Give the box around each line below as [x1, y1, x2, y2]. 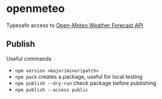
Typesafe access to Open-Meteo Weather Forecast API [6, 22, 143, 29]
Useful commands [6, 55, 52, 62]
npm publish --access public [14, 86, 89, 93]
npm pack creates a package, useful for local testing [14, 73, 143, 80]
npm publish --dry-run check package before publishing [14, 79, 157, 86]
